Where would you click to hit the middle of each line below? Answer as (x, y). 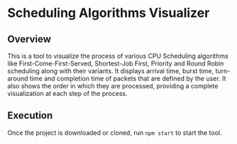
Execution (30, 115)
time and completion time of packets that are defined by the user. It (128, 78)
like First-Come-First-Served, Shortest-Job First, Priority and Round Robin (116, 64)
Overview (29, 39)
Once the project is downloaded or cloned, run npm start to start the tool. (115, 133)
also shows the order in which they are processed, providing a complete (113, 86)
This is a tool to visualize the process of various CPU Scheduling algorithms (118, 56)
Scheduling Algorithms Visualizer (109, 13)
